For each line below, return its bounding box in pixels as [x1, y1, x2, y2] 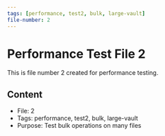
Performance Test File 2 [7, 46, 146, 62]
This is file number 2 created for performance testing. [7, 69, 159, 77]
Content [7, 89, 43, 100]
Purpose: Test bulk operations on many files [16, 122, 142, 130]
